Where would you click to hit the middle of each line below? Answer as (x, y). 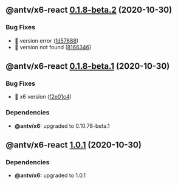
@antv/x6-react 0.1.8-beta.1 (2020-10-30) (88, 66)
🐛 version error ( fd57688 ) (46, 40)
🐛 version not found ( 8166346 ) (53, 47)
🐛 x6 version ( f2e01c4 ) (43, 97)
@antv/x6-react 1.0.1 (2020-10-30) (74, 145)
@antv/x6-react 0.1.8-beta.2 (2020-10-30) (89, 10)
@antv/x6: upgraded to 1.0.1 (50, 175)
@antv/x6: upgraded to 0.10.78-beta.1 (62, 126)
